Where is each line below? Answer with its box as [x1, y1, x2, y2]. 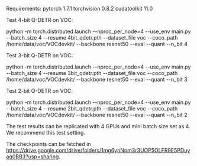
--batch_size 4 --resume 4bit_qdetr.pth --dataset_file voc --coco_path [6, 34, 178, 41]
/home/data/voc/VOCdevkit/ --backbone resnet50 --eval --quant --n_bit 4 [6, 41, 188, 47]
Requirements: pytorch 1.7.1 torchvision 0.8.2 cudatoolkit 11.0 [6, 5, 153, 12]
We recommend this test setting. [6, 129, 86, 136]
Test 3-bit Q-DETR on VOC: [6, 52, 73, 58]
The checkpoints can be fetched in [6, 141, 91, 147]
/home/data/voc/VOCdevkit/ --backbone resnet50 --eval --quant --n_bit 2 [6, 112, 188, 118]
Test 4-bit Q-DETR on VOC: [6, 17, 73, 23]
